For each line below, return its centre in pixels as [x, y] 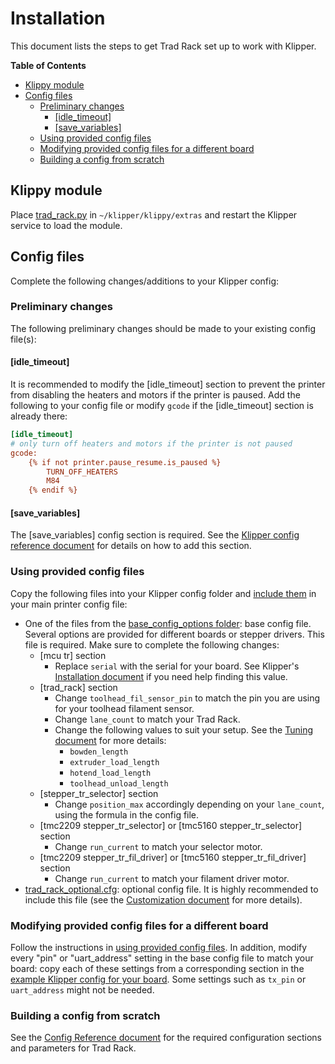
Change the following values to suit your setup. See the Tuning [184, 729]
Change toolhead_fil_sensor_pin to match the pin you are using [187, 698]
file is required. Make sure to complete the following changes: [152, 644]
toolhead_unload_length [119, 783]
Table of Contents [48, 65]
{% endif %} [53, 490]
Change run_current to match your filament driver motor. [172, 878]
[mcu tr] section [73, 655]
